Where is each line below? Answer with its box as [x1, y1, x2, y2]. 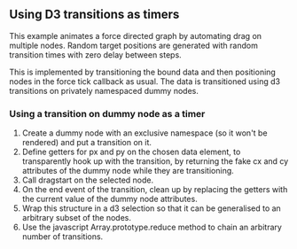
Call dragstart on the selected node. [21, 175, 154, 185]
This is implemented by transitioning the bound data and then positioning [9, 66, 277, 77]
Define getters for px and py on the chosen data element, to [21, 146, 241, 158]
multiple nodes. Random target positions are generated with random [9, 40, 259, 51]
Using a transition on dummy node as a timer [9, 107, 206, 120]
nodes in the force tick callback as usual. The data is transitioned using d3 [9, 75, 281, 87]
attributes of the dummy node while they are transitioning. [21, 166, 235, 176]
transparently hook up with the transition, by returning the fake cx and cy [21, 156, 289, 167]
